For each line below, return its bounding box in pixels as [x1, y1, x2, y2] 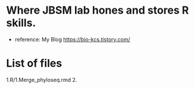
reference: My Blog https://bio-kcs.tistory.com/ [14, 36, 131, 43]
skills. [6, 16, 36, 30]
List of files [6, 57, 62, 70]
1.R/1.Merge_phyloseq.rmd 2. [6, 76, 77, 83]
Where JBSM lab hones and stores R [6, 4, 189, 17]
